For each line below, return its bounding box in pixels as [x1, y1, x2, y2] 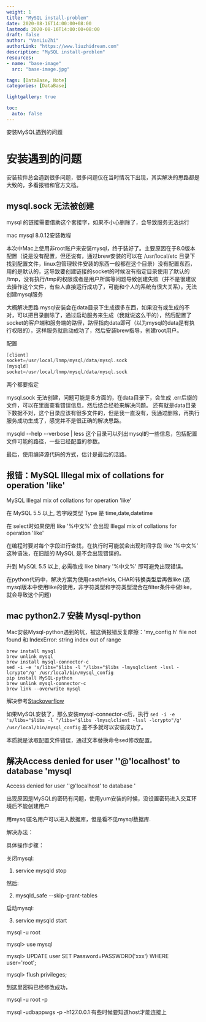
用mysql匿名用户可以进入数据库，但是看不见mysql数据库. [6, 816, 151, 823]
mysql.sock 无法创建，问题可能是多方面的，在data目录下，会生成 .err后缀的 [6, 394, 198, 401]
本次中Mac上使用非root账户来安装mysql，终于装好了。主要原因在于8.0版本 [6, 244, 196, 252]
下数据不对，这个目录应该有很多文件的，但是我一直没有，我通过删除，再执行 [6, 409, 200, 416]
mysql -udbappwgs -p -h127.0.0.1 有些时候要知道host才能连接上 [6, 1008, 167, 1016]
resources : [6, 55, 34, 61]
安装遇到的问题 [6, 152, 82, 166]
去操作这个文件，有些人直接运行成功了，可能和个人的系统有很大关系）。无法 [6, 283, 197, 290]
